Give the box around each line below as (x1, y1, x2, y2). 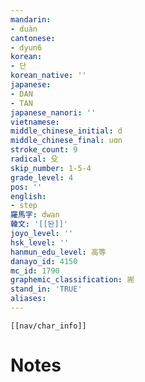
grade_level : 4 (10, 172, 74, 183)
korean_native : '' (10, 71, 87, 81)
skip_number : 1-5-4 (10, 163, 92, 173)
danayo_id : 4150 (10, 256, 78, 266)
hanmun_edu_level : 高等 (10, 247, 107, 257)
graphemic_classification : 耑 (10, 275, 135, 285)
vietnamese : (10, 117, 60, 127)
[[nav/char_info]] (10, 321, 87, 331)
